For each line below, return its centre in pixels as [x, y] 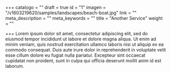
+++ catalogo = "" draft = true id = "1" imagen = [56, 7]
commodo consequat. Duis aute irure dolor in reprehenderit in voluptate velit [86, 50]
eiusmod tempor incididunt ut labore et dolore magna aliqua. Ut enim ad [81, 39]
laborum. [15, 66]
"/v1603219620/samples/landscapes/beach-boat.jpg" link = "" [71, 13]
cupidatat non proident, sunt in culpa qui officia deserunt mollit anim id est [83, 60]
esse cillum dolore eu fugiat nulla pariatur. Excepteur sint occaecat [75, 55]
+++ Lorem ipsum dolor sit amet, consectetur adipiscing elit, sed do [77, 33]
